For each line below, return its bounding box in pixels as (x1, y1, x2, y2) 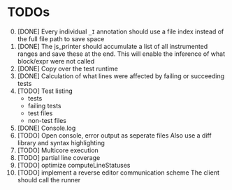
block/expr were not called (17, 57, 95, 65)
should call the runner (17, 175, 81, 184)
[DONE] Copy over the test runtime (17, 64, 119, 73)
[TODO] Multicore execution (17, 146, 99, 154)
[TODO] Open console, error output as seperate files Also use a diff (17, 131, 212, 140)
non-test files (27, 116, 66, 124)
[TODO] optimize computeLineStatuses (17, 161, 131, 169)
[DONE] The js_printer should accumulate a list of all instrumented (17, 42, 208, 50)
